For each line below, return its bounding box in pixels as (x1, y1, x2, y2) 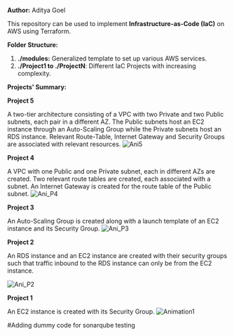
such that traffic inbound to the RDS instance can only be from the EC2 (7, 259, 212, 267)
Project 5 (7, 96, 34, 105)
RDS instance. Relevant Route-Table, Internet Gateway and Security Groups (7, 133, 226, 141)
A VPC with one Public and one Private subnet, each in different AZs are (7, 167, 216, 175)
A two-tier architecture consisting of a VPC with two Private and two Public (7, 110, 224, 118)
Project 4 (7, 154, 35, 162)
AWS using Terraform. (7, 27, 71, 35)
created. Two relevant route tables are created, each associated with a (7, 175, 211, 183)
